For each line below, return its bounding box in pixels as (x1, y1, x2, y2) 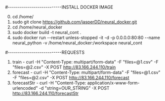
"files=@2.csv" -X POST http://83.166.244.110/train (12, 64, 116, 70)
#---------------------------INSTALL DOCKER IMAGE (5, 4, 114, 10)
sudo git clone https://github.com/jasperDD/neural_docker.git (12, 19, 137, 25)
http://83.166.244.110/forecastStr (12, 91, 79, 96)
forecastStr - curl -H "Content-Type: (12, 80, 86, 86)
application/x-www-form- (87, 80, 140, 86)
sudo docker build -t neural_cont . (12, 30, 82, 35)
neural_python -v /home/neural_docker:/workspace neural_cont (12, 40, 142, 46)
